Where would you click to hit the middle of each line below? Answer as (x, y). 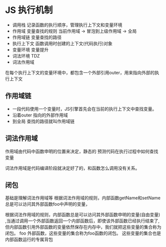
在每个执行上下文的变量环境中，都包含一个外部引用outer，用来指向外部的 (80, 72)
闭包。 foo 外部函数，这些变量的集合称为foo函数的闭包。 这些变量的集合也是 (83, 233)
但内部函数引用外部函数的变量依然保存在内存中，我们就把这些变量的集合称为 (83, 227)
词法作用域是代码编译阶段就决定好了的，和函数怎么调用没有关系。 (72, 168)
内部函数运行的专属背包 (29, 240)
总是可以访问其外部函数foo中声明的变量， (48, 204)
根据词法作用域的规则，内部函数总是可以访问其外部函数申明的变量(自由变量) (83, 215)
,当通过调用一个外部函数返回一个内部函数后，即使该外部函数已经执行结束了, (83, 221)
